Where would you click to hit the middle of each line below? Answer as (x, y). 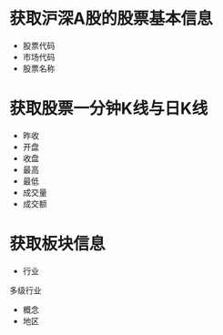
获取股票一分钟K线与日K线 (109, 109)
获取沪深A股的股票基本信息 (111, 19)
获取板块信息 (58, 244)
